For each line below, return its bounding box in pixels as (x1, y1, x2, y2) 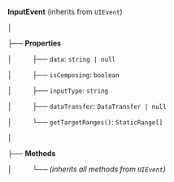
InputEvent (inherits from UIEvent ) (7, 7, 123, 16)
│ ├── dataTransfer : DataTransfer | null (7, 102, 167, 110)
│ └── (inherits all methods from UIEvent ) (7, 164, 166, 174)
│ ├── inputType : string (7, 85, 109, 95)
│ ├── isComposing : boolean (7, 70, 120, 80)
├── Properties (7, 38, 62, 48)
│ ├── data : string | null (7, 54, 115, 63)
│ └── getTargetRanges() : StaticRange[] (7, 117, 163, 127)
